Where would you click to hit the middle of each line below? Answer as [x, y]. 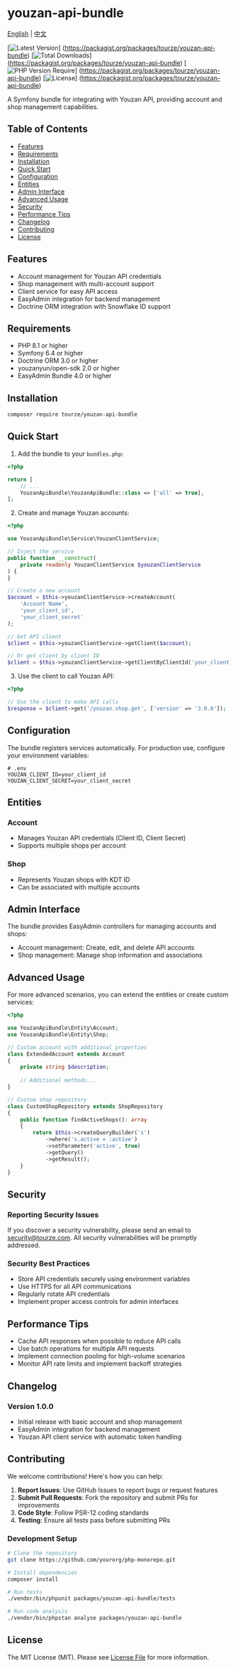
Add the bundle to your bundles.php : [70, 454]
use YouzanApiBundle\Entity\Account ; [63, 1028]
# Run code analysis [38, 1612]
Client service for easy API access [68, 291]
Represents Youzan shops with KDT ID [74, 879]
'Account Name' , [44, 604]
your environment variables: [48, 755]
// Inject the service [41, 552]
